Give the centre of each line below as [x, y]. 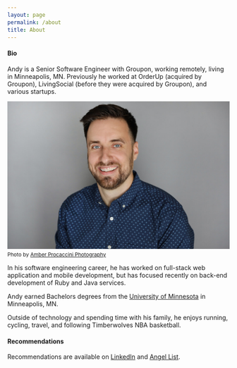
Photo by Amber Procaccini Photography [57, 255]
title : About [26, 30]
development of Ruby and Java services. [67, 283]
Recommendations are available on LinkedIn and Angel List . [94, 357]
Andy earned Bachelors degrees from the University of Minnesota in [107, 297]
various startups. [32, 91]
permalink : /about [34, 22]
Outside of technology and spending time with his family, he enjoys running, [117, 318]
